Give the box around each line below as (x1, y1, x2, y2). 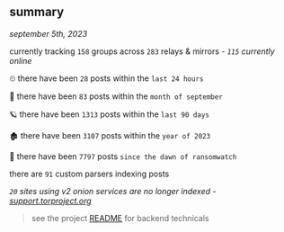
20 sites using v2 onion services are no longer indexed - (9, 185, 217, 196)
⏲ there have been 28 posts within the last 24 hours (9, 73, 204, 84)
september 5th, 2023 (9, 28, 88, 39)
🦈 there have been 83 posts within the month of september (9, 91, 223, 102)
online (9, 55, 32, 66)
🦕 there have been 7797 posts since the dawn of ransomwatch (9, 150, 237, 162)
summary (9, 4, 65, 20)
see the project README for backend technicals (31, 212, 209, 223)
